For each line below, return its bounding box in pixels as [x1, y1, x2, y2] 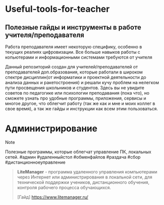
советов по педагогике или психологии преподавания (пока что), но [5, 90, 150, 96]
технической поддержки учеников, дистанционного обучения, [17, 179, 150, 185]
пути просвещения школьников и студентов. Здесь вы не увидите [5, 85, 144, 91]
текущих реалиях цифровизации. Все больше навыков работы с [5, 49, 140, 55]
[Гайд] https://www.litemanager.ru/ [17, 194, 89, 200]
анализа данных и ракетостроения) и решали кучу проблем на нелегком [5, 80, 159, 85]
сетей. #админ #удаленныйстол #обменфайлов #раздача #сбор [5, 154, 141, 160]
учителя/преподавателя [5, 31, 85, 39]
